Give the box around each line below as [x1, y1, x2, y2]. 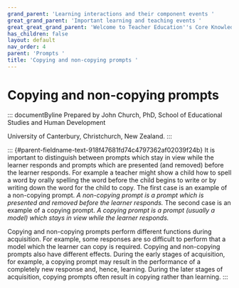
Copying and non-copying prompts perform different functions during [7, 227, 212, 236]
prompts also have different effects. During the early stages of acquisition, [7, 250, 225, 258]
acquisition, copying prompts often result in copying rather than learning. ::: [7, 272, 229, 281]
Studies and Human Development [7, 118, 106, 126]
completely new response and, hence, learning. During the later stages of [7, 265, 223, 273]
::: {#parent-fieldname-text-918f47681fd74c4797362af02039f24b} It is [7, 145, 216, 154]
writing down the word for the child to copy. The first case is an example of [7, 183, 228, 192]
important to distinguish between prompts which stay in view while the [7, 153, 215, 162]
